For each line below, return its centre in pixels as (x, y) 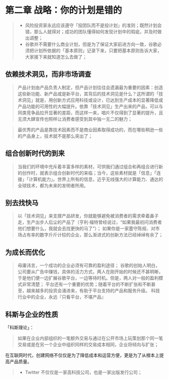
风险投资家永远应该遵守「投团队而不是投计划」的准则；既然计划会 (93, 25)
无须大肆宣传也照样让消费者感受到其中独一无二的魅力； (75, 119)
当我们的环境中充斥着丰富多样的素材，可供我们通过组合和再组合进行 (88, 167)
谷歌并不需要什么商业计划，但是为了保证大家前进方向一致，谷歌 (91, 44)
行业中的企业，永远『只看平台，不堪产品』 (62, 297)
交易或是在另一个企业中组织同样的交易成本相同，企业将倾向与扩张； (88, 344)
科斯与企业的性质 (32, 314)
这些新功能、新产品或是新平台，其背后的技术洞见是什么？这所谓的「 (88, 93)
